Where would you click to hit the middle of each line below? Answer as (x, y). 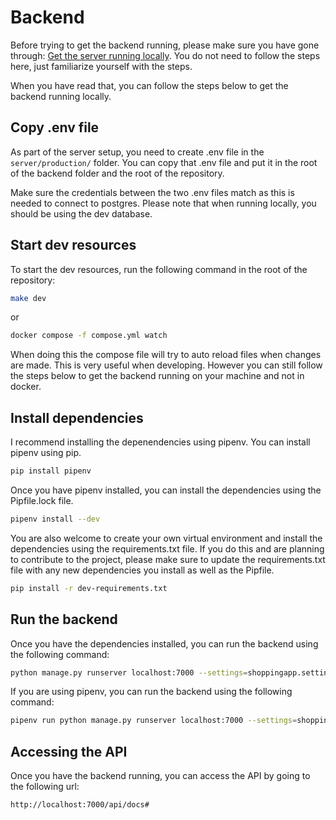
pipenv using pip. (46, 453)
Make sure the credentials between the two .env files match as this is (152, 192)
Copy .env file (55, 127)
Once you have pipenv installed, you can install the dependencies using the (166, 490)
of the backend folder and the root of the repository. (117, 173)
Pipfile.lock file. (42, 500)
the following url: (45, 787)
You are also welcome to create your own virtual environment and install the (166, 538)
